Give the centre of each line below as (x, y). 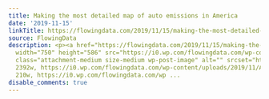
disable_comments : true (48, 82)
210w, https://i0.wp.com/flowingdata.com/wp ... (98, 75)
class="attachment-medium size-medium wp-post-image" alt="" (120, 61)
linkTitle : (26, 30)
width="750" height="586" (59, 53)
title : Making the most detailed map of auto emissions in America (123, 16)
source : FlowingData (43, 38)
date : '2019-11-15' (41, 23)
